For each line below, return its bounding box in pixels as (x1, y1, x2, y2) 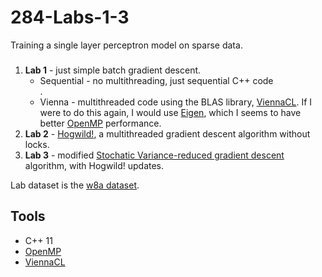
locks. (24, 138, 50, 150)
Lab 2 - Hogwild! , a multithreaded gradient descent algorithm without (24, 127, 311, 140)
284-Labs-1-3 (10, 6, 130, 29)
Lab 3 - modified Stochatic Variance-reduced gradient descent (24, 149, 285, 161)
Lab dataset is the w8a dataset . (10, 179, 140, 191)
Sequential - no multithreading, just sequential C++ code (39, 74, 274, 86)
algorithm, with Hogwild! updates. (24, 159, 165, 171)
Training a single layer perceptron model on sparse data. (10, 39, 243, 51)
